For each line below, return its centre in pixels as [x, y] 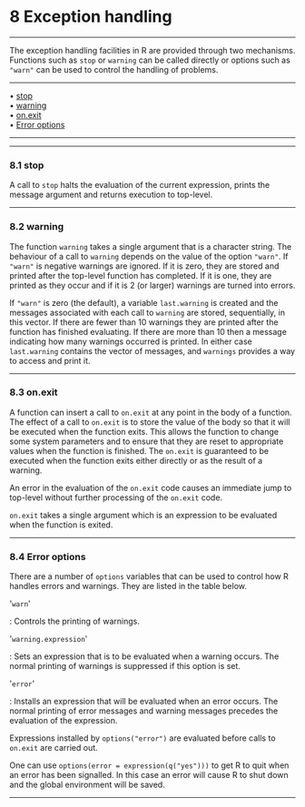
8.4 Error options [48, 556]
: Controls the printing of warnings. [75, 621]
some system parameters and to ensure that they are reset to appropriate [147, 441]
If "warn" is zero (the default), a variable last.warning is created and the [144, 302]
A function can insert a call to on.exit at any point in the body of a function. [151, 412]
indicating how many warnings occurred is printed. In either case [131, 341]
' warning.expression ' [49, 639]
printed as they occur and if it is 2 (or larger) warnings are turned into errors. [152, 285]
